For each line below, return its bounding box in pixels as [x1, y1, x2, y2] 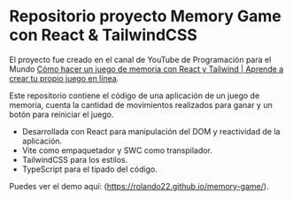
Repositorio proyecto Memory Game [9, 6, 281, 27]
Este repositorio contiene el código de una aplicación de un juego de [9, 90, 260, 101]
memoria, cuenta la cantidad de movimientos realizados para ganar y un [9, 99, 273, 110]
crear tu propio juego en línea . [9, 73, 120, 83]
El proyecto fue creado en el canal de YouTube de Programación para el [9, 54, 272, 65]
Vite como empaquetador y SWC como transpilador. [21, 144, 212, 156]
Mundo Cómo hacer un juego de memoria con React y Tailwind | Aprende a [9, 64, 284, 74]
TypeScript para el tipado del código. [21, 164, 158, 174]
